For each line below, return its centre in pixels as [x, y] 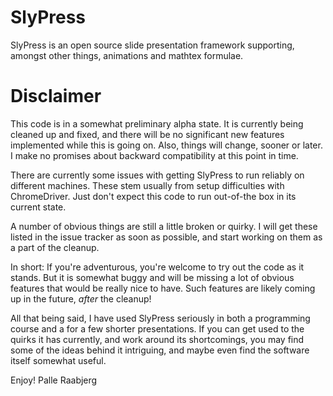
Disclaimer [56, 96]
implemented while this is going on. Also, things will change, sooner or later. [166, 145]
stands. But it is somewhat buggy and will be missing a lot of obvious [152, 277]
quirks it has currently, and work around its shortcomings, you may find [157, 339]
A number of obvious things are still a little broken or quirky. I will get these [164, 226]
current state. [38, 207]
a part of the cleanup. [55, 247]
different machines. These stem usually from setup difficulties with [147, 185]
